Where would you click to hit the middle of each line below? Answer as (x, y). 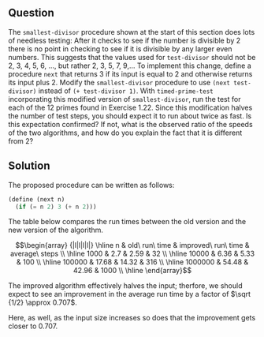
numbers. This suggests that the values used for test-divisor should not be (132, 57)
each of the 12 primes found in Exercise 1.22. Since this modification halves (130, 107)
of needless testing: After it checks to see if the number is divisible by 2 (125, 40)
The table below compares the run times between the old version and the (127, 222)
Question (31, 13)
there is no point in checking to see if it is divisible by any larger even (120, 49)
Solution (29, 166)
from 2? (21, 140)
